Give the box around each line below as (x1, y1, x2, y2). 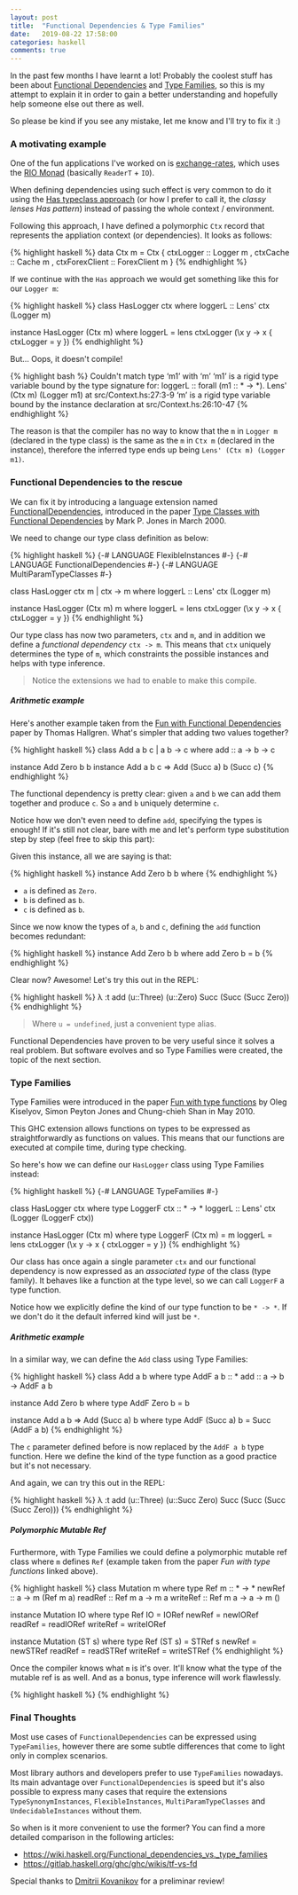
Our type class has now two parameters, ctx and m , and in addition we (10, 629, 266, 640)
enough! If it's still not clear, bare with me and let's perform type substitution (10, 824, 290, 835)
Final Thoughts (10, 1711, 76, 1724)
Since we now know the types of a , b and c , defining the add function (10, 921, 261, 932)
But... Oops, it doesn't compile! (10, 354, 123, 365)
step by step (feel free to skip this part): (10, 833, 155, 844)
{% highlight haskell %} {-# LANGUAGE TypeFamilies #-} (10, 1185, 219, 1196)
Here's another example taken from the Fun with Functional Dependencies (10, 718, 282, 728)
